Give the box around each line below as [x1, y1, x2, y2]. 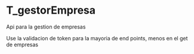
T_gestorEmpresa [6, 4, 96, 17]
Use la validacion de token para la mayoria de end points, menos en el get [6, 34, 188, 42]
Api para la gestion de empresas [6, 23, 86, 30]
